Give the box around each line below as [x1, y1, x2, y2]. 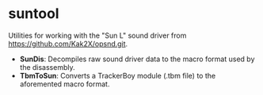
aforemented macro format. [19, 79, 110, 89]
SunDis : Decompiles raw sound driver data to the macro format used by [19, 54, 255, 64]
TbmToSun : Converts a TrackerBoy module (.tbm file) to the [19, 71, 216, 80]
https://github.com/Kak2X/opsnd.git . [8, 38, 128, 48]
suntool [8, 5, 59, 23]
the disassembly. [19, 62, 75, 71]
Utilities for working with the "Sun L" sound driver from [8, 31, 187, 40]
